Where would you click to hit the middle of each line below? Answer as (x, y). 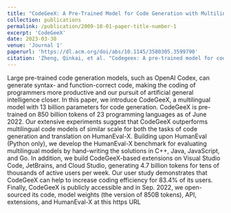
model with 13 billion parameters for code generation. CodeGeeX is (102, 106)
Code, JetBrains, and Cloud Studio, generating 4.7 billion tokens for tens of (113, 165)
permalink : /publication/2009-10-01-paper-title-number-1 (92, 26)
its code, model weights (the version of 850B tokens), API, (114, 194)
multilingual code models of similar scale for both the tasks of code (102, 128)
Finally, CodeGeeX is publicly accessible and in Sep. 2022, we (95, 187)
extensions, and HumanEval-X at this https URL (74, 202)
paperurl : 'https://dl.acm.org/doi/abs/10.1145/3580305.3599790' (102, 52)
